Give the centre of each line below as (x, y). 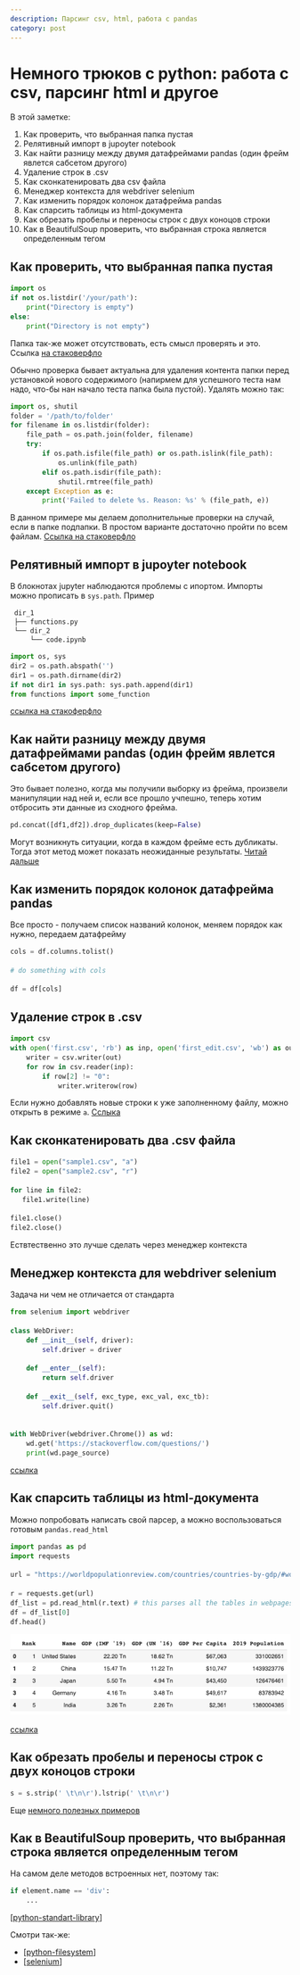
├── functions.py (46, 622)
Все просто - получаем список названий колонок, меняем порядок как (146, 925)
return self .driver (78, 1378)
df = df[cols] (36, 989)
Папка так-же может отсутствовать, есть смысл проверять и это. (135, 343)
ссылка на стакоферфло (56, 711)
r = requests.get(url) (52, 1594)
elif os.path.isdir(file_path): (102, 472)
